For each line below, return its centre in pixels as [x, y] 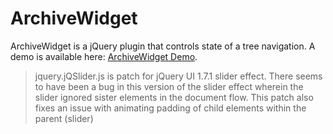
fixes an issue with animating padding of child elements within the [170, 108]
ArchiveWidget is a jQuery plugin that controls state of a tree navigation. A [163, 46]
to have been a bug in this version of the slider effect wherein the [169, 86]
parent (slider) [64, 118]
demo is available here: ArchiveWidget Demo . [104, 56]
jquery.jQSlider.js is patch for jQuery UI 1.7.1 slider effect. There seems [178, 76]
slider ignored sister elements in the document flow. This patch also [174, 97]
